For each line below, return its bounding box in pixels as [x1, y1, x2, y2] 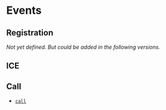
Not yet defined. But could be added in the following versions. [6, 43, 161, 50]
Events [6, 4, 42, 17]
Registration [6, 28, 54, 38]
